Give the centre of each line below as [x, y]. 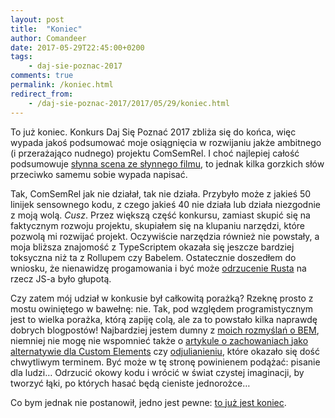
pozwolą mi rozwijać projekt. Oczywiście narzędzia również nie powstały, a [165, 236]
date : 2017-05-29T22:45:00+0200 [77, 47]
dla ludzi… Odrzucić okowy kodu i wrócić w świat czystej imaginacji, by [157, 372]
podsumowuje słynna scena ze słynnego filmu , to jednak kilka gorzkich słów [167, 163]
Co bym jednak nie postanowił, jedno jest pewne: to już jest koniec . [148, 402]
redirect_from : [42, 94]
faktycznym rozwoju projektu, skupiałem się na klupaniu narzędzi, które [158, 225]
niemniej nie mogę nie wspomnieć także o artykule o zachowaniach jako [159, 340]
